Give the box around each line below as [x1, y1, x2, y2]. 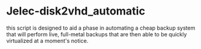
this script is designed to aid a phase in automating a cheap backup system [6, 24, 196, 31]
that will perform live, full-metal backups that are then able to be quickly [6, 30, 187, 38]
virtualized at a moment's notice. [6, 37, 88, 44]
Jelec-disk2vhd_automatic [6, 4, 146, 18]
